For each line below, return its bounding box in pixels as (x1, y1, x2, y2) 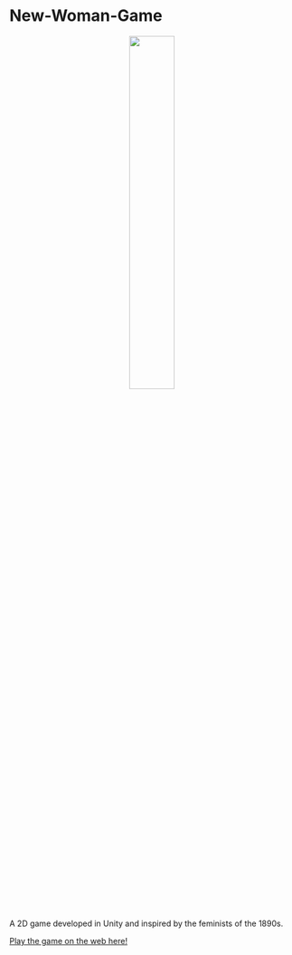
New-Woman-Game (9, 5, 163, 26)
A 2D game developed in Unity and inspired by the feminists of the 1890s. (9, 918, 284, 929)
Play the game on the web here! (9, 935, 128, 946)
